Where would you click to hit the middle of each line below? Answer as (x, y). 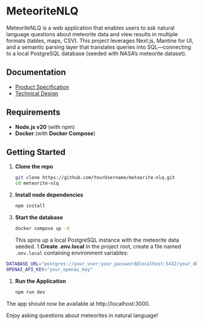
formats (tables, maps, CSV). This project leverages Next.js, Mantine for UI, (100, 40)
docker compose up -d (42, 229)
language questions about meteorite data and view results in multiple (92, 34)
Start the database (39, 217)
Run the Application (40, 281)
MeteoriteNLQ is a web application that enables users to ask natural (91, 28)
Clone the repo (34, 166)
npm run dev (30, 292)
